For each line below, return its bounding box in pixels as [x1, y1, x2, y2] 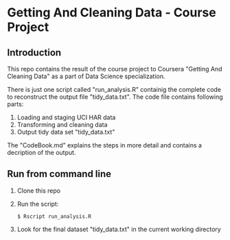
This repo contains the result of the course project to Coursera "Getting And [7, 65, 222, 73]
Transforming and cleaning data [16, 121, 108, 128]
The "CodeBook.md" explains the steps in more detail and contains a [7, 141, 203, 149]
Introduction [7, 47, 62, 58]
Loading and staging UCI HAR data [16, 113, 116, 121]
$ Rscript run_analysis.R [16, 213, 91, 220]
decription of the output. [7, 149, 76, 156]
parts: [7, 100, 24, 108]
